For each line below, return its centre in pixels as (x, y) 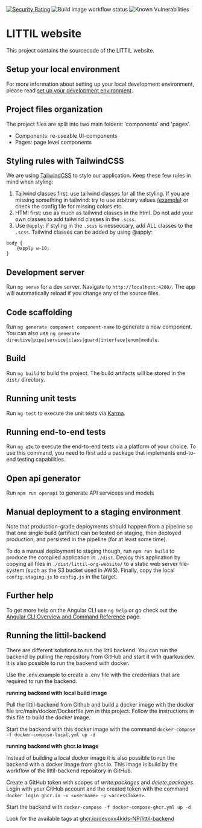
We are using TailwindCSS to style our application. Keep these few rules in (99, 176)
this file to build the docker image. (49, 717)
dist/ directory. (26, 379)
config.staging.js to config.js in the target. (62, 577)
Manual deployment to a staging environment (93, 512)
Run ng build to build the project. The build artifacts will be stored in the (96, 373)
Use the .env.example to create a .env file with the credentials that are (93, 675)
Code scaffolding (39, 312)
